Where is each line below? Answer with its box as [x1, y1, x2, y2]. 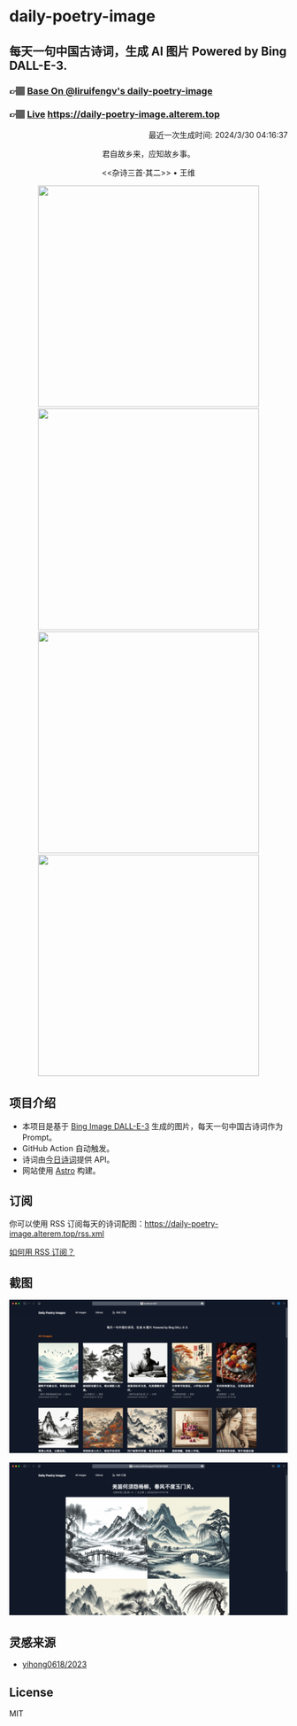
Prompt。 [21, 1132, 57, 1142]
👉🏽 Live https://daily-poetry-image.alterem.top [9, 108, 220, 120]
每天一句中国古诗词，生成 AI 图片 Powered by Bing [9, 43, 287, 58]
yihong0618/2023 [21, 1659, 88, 1670]
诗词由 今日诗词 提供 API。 [21, 1154, 115, 1165]
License [9, 1684, 54, 1699]
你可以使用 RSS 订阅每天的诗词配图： [9, 1219, 145, 1229]
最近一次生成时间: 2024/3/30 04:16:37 [148, 129, 288, 140]
